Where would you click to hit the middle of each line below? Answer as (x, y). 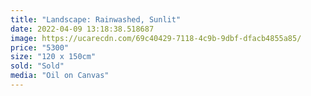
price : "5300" (40, 47)
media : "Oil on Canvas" (60, 76)
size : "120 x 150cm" (53, 57)
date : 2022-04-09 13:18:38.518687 (82, 29)
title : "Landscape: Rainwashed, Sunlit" (96, 19)
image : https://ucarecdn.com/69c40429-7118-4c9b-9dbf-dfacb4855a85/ (156, 38)
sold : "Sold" (37, 66)
